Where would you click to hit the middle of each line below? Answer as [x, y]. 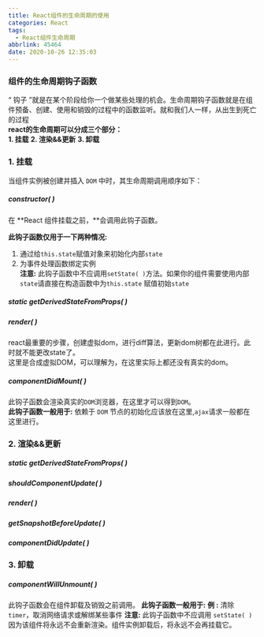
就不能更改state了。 [47, 352]
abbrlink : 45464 [35, 45]
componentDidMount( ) [47, 380]
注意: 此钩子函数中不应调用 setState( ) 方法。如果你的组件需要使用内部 [134, 273]
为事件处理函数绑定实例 [58, 263]
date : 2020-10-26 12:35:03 [52, 52]
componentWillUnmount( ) [53, 584]
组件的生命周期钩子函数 [52, 81]
